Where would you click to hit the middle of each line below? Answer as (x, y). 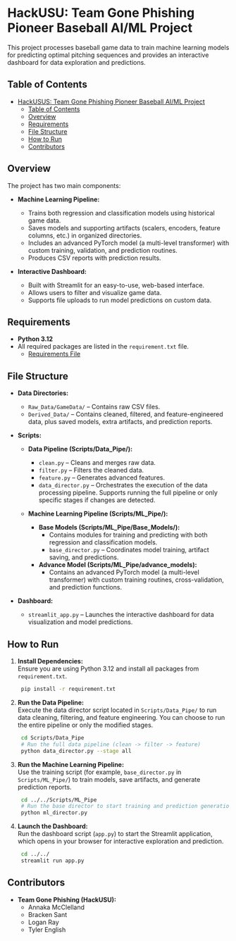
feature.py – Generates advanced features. (102, 478)
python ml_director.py (54, 813)
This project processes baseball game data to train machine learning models (118, 47)
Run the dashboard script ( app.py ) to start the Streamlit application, (115, 834)
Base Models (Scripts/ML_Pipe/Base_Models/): (109, 528)
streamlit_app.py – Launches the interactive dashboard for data (121, 615)
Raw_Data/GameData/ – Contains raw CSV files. (94, 407)
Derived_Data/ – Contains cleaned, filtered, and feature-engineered (125, 414)
